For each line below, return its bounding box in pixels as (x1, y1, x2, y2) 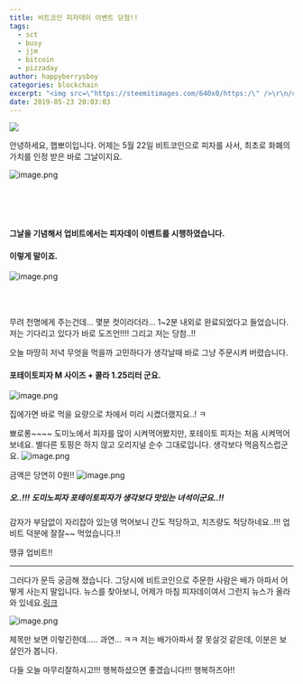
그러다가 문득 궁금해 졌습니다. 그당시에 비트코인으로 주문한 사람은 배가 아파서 (9, 575, 280, 586)
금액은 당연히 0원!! (9, 470, 75, 481)
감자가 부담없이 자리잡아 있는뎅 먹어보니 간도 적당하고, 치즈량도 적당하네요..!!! (9, 517, 281, 528)
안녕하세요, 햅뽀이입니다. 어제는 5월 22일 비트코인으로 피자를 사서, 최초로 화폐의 (9, 140, 290, 151)
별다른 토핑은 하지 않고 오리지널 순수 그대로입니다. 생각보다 (35, 439, 243, 450)
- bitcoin (17, 55, 54, 64)
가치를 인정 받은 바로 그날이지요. (9, 151, 124, 163)
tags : (9, 22, 30, 31)
